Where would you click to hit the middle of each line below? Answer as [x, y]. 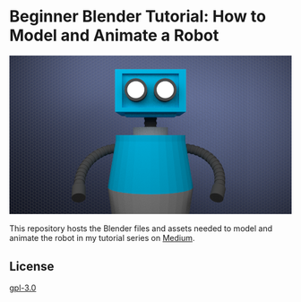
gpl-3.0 [23, 288]
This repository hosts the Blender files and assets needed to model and [141, 229]
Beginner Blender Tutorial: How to [138, 17]
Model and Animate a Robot [114, 35]
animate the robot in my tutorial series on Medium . [102, 238]
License [32, 266]
